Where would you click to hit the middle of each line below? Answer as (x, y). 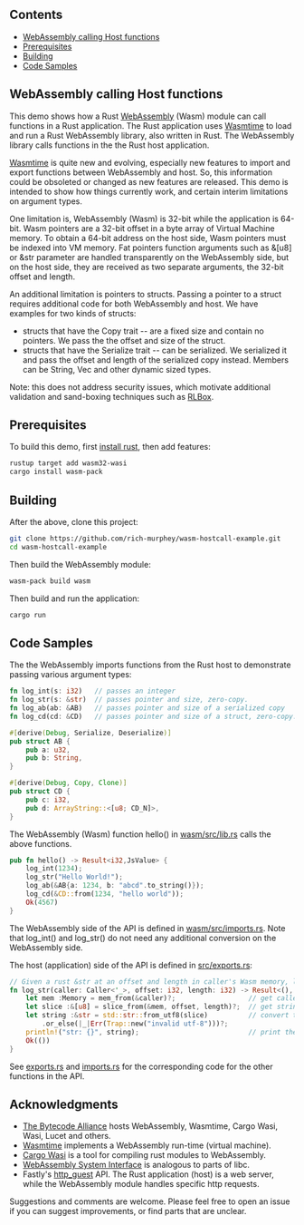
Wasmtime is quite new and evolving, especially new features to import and (150, 162)
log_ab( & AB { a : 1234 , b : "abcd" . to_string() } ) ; (115, 886)
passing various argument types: (71, 675)
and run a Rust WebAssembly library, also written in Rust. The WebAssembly (152, 135)
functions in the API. (47, 1076)
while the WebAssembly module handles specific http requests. (141, 1184)
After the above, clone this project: (74, 522)
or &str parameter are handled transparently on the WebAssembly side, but (149, 257)
